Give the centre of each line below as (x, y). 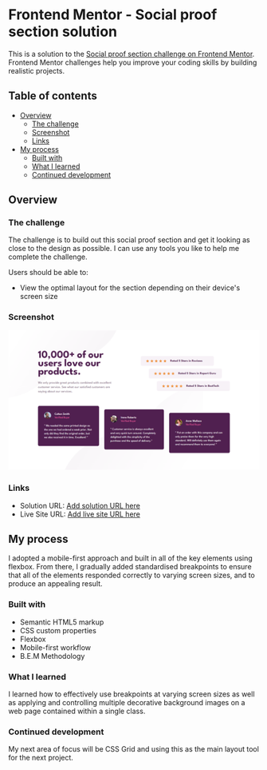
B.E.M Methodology (52, 656)
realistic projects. (37, 70)
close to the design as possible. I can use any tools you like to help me (124, 249)
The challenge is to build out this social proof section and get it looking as (129, 240)
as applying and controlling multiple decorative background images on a (127, 702)
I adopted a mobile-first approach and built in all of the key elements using (130, 558)
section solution (63, 32)
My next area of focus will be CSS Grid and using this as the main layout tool (133, 749)
